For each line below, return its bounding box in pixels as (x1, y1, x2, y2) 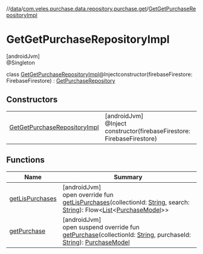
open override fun (62, 190, 114, 198)
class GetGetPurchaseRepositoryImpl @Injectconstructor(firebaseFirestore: (6, 71, 193, 78)
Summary (114, 173, 143, 181)
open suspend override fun (62, 223, 140, 231)
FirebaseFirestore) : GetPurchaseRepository (6, 77, 116, 84)
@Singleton (6, 59, 35, 66)
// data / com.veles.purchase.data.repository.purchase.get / (6, 5, 149, 12)
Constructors (6, 95, 58, 105)
